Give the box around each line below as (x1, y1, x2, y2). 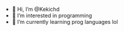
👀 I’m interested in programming (11, 12, 93, 19)
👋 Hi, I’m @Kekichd (11, 6, 60, 13)
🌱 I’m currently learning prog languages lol (11, 18, 118, 25)
